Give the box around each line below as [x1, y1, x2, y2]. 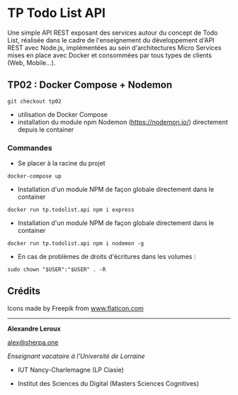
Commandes [7, 143, 52, 153]
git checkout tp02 [7, 98, 62, 105]
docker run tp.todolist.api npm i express [7, 207, 135, 214]
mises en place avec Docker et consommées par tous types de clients [7, 51, 212, 59]
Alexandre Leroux [7, 324, 62, 333]
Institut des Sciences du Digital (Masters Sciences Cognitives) [17, 379, 200, 387]
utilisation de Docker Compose [17, 110, 108, 118]
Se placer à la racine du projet [17, 159, 106, 168]
